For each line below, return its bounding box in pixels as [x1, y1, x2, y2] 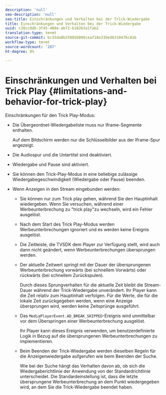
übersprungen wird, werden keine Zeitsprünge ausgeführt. [19, 303, 140, 309]
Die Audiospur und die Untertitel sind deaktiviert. [12, 152, 113, 158]
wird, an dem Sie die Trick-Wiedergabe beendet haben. [19, 384, 133, 390]
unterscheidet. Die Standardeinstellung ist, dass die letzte [19, 374, 138, 380]
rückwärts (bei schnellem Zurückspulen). [19, 272, 104, 278]
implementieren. [19, 338, 53, 344]
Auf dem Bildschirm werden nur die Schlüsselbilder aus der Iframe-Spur [12, 137, 161, 143]
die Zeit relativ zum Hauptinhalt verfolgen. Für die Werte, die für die [19, 292, 158, 299]
